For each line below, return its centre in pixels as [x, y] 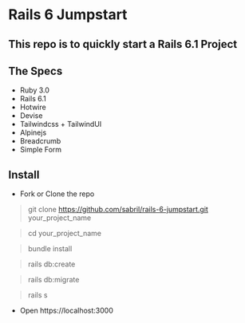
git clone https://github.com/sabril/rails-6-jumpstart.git [118, 210]
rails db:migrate [53, 280]
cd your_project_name [65, 234]
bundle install [50, 249]
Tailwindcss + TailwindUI [61, 124]
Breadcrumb [40, 141]
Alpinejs [33, 132]
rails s [38, 295]
